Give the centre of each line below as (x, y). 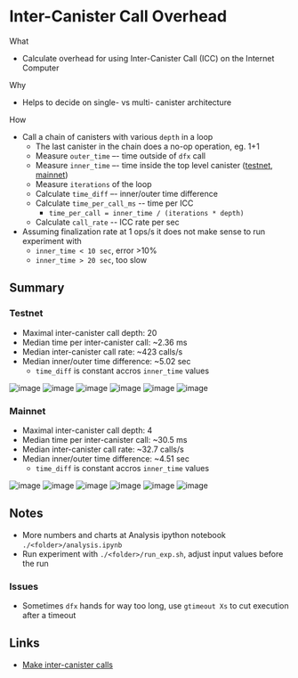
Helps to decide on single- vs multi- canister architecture (127, 102)
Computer (40, 68)
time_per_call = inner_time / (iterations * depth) (146, 213)
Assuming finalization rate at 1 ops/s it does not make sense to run (144, 231)
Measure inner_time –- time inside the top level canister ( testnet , (154, 165)
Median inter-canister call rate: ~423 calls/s (102, 351)
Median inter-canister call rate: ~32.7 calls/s (103, 449)
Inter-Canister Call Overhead (118, 16)
